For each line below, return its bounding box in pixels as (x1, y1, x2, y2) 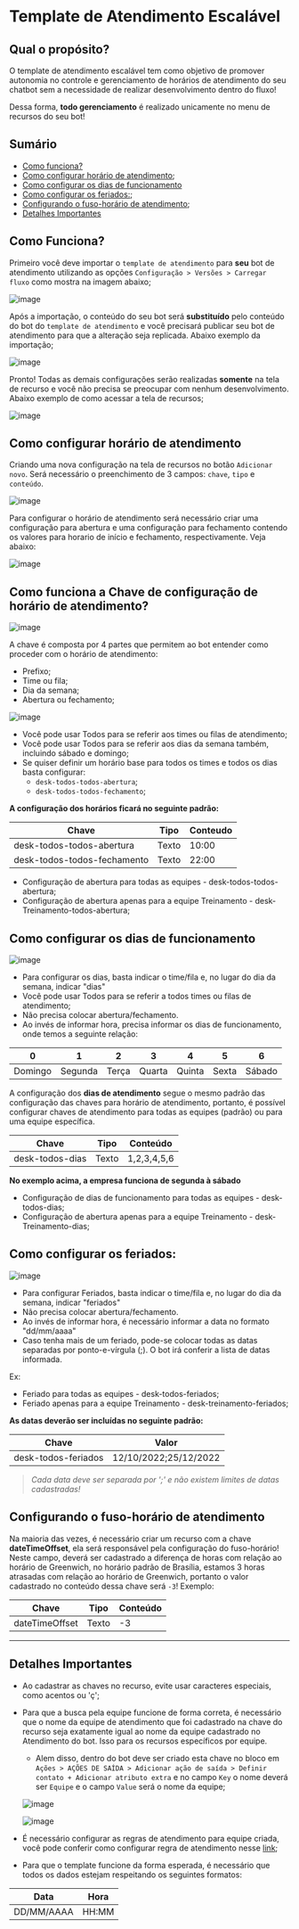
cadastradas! (30, 1483, 81, 1494)
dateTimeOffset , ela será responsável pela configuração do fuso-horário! (9, 1542, 279, 1553)
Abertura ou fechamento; (21, 694, 116, 705)
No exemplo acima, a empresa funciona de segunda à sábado (9, 1175, 242, 1186)
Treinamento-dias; (21, 1221, 91, 1232)
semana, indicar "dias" (21, 981, 106, 992)
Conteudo (190, 825, 233, 837)
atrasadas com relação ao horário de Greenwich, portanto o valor (9, 1571, 249, 1581)
